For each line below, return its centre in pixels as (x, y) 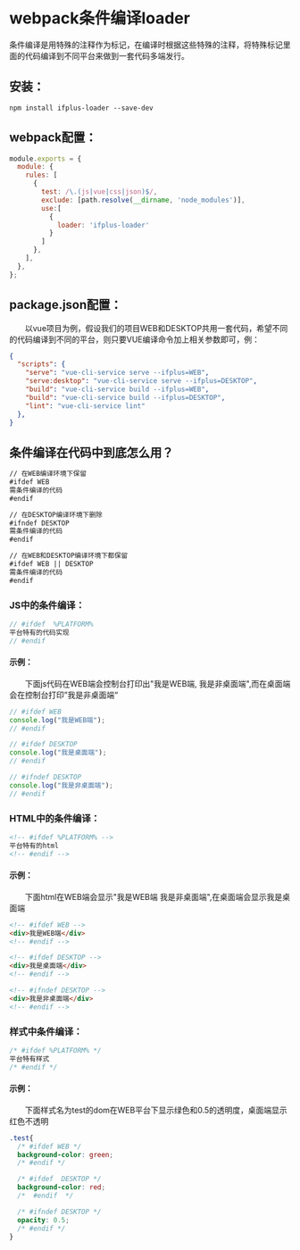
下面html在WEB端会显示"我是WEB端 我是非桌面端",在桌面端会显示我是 (154, 896)
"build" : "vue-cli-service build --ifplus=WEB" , (117, 389)
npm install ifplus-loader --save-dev (81, 108)
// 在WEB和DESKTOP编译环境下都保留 (68, 556)
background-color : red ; (61, 1187)
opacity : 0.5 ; (43, 1220)
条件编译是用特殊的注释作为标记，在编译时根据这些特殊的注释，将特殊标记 (146, 45)
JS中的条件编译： (47, 605)
